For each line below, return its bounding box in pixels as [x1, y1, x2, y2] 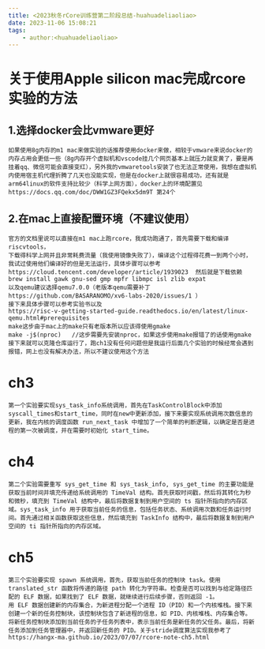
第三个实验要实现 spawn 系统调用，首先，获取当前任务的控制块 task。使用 [8, 576, 221, 584]
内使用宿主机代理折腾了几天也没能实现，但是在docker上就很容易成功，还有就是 [8, 171, 230, 180]
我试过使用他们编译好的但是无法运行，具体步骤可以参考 [8, 260, 162, 268]
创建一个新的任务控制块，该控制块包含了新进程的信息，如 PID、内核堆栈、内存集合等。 [8, 610, 252, 617]
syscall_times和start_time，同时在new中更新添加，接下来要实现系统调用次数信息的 [8, 410, 253, 418]
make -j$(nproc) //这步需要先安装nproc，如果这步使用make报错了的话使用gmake [8, 331, 252, 340]
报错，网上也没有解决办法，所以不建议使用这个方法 [8, 348, 150, 356]
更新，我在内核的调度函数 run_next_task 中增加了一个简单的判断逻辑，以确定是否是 [8, 418, 249, 426]
